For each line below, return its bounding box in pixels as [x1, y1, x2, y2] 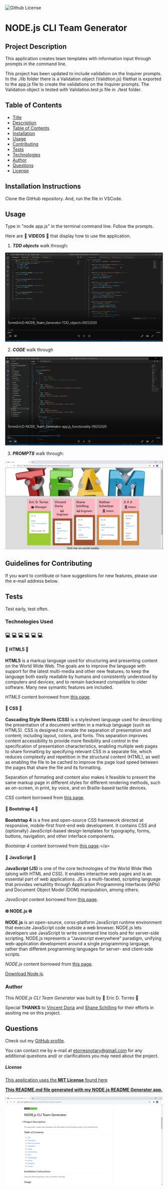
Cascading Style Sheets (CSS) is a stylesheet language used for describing [5, 716, 162, 722]
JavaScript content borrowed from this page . [5, 897, 98, 903]
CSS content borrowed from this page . [5, 794, 85, 800]
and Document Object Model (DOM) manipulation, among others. [5, 887, 139, 893]
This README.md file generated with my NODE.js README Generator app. [5, 1086, 163, 1093]
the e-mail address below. [5, 578, 59, 584]
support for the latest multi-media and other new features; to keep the [5, 668, 149, 674]
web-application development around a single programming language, [5, 941, 150, 947]
